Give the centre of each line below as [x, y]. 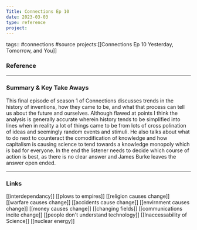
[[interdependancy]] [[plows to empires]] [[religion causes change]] [88, 196]
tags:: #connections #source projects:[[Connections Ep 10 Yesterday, [90, 44]
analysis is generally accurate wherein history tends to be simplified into [93, 119]
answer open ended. [31, 163]
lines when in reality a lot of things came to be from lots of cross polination [96, 125]
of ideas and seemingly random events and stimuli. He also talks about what [98, 132]
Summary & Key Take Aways [47, 88]
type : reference [26, 22]
